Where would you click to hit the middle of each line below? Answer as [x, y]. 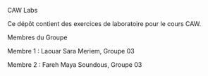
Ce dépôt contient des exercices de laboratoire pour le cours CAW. [104, 24]
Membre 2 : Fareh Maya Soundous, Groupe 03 [75, 65]
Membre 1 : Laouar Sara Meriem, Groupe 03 [71, 51]
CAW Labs [23, 10]
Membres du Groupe [37, 37]
